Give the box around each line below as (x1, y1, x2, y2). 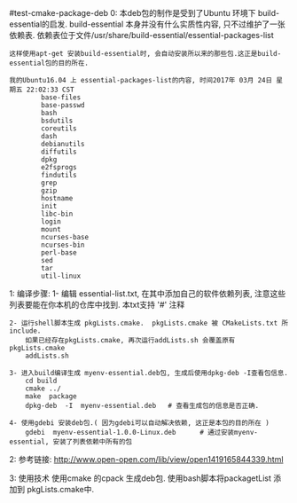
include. (9, 326, 42, 335)
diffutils (41, 147, 77, 156)
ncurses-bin (41, 240, 86, 249)
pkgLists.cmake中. (26, 484, 95, 494)
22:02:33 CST (26, 85, 74, 94)
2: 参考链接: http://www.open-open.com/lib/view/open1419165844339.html (9, 454, 284, 464)
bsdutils (41, 116, 74, 125)
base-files (41, 93, 82, 102)
